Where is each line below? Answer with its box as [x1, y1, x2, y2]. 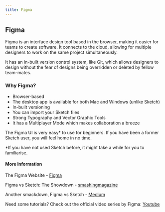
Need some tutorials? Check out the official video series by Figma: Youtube [5, 201, 160, 207]
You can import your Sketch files [12, 109, 80, 115]
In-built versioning [12, 104, 50, 110]
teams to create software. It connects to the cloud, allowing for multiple [5, 44, 152, 50]
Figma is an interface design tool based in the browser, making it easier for [5, 39, 159, 45]
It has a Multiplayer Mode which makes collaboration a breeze [12, 120, 140, 126]
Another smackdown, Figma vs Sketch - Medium [5, 191, 106, 197]
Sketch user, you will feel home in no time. [5, 135, 92, 141]
